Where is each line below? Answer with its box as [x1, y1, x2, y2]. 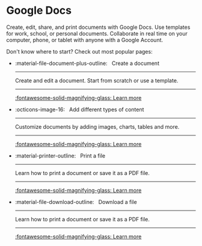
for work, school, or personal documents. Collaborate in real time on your [6, 29, 188, 37]
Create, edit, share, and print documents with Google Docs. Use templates [6, 23, 191, 31]
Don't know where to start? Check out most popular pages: [6, 48, 153, 55]
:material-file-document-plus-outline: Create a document [14, 60, 159, 67]
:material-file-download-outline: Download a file [14, 198, 137, 205]
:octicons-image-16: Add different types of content [14, 106, 144, 113]
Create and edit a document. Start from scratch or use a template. [14, 76, 179, 84]
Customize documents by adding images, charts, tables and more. [14, 123, 180, 130]
